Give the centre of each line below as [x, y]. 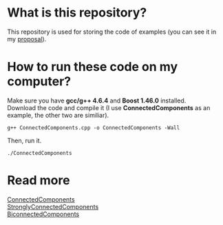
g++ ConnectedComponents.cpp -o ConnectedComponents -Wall [94, 128]
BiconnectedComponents [43, 214]
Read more [39, 181]
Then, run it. [24, 140]
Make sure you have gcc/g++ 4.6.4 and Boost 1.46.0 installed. [97, 100]
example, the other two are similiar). [58, 115]
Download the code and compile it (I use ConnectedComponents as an [109, 107]
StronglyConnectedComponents [53, 206]
